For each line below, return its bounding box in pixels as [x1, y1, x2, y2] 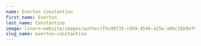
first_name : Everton [5, 14, 58, 20]
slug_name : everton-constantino [5, 31, 86, 37]
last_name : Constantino [5, 20, 65, 26]
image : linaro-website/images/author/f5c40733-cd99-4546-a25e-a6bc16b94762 [5, 25, 199, 32]
